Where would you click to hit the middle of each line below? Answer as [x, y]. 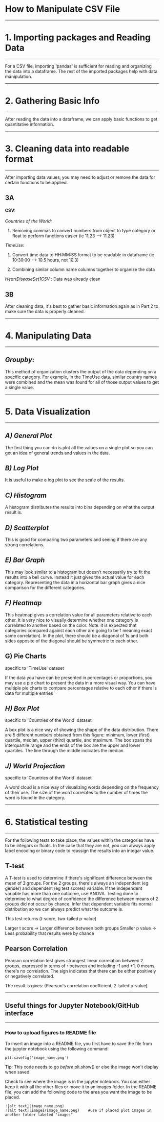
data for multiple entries [29, 693]
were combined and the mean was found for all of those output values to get [82, 382]
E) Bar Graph [25, 560]
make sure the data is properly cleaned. [45, 312]
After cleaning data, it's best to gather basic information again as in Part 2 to [82, 306]
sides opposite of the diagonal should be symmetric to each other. [72, 641]
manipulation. [19, 76]
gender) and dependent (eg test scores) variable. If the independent [74, 888]
